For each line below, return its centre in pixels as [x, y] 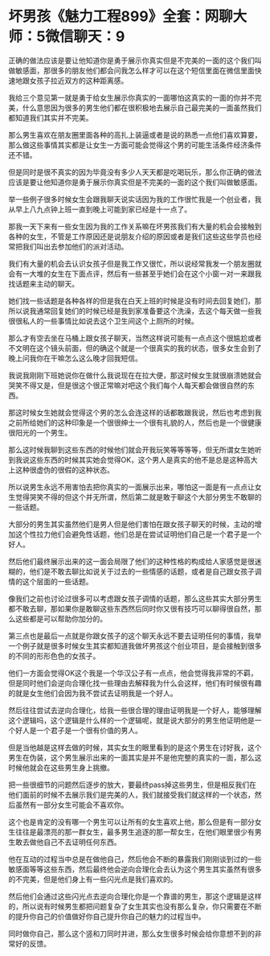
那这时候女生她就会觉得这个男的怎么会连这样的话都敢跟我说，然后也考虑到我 [135, 412]
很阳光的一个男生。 [40, 432]
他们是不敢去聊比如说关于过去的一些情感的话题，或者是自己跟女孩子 [142, 571]
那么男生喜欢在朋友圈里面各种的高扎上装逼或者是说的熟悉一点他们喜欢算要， [135, 134]
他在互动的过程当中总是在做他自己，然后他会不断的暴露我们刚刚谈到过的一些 [135, 859]
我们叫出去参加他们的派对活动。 [75, 246]
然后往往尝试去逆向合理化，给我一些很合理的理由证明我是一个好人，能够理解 [135, 710]
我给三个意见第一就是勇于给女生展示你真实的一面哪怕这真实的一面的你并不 [131, 97]
